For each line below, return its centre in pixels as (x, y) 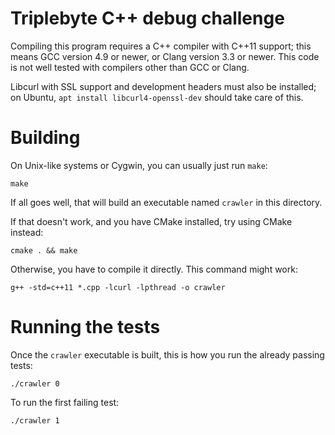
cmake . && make (44, 250)
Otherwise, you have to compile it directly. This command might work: (154, 269)
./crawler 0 (35, 383)
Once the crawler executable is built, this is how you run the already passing (167, 354)
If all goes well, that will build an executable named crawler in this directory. (166, 202)
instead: (27, 232)
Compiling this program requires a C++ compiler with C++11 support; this (161, 46)
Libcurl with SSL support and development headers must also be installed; (163, 86)
